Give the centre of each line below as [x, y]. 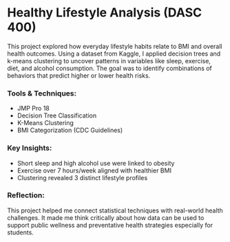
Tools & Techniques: [42, 93]
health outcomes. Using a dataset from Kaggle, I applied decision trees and [114, 54]
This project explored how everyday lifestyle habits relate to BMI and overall [115, 46]
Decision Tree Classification [57, 115]
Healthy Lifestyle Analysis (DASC [104, 13]
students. [21, 232]
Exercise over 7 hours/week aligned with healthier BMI [94, 170]
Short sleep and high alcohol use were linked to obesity [96, 163]
